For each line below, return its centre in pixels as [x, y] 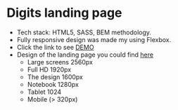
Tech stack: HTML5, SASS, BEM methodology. [84, 32]
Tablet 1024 [44, 92]
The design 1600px [55, 77]
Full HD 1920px [49, 69]
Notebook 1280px [53, 84]
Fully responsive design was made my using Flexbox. [94, 39]
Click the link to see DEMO [55, 47]
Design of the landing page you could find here [85, 55]
